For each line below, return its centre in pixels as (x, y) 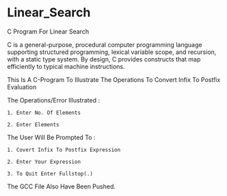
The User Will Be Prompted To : (51, 137)
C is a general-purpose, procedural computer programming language (105, 44)
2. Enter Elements (33, 124)
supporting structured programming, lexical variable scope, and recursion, (112, 52)
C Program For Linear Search (48, 31)
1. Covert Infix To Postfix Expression (64, 150)
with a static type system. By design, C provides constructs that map (104, 59)
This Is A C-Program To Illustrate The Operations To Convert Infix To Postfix (114, 79)
